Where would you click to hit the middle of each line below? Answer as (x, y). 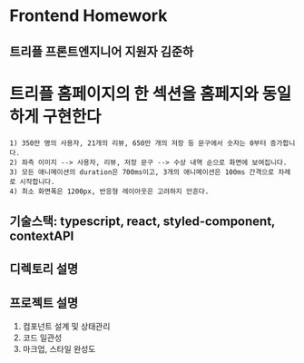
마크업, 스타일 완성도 (59, 349)
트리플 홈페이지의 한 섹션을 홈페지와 (134, 94)
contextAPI (42, 235)
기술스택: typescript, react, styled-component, (142, 221)
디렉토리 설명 (44, 269)
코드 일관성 (42, 338)
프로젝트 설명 (44, 303)
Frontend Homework (88, 16)
